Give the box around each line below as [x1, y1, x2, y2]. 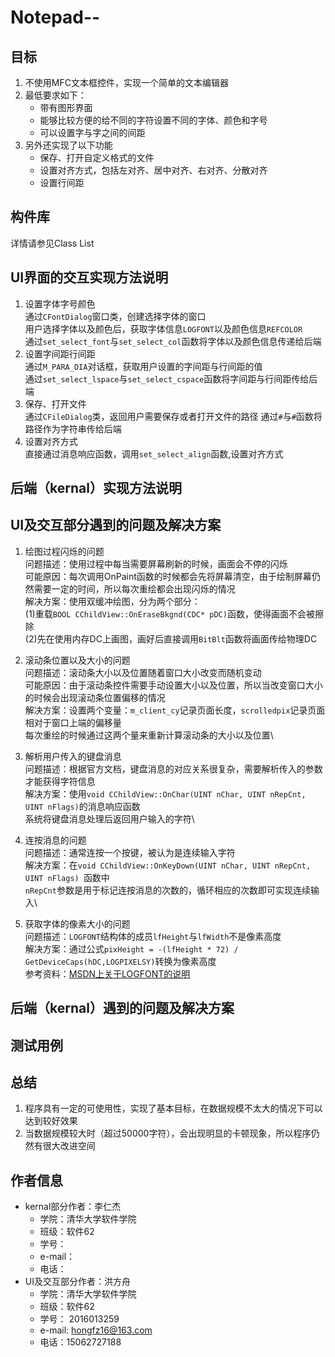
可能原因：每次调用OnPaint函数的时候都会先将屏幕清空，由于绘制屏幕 [24, 570, 312, 582]
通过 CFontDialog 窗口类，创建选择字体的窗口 [24, 310, 207, 322]
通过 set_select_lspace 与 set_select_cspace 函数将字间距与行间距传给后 [24, 372, 318, 385]
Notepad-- [10, 6, 101, 29]
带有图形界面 [39, 102, 93, 113]
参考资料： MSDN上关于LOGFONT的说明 [24, 967, 191, 980]
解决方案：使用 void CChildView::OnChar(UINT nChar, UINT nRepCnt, [24, 787, 307, 800]
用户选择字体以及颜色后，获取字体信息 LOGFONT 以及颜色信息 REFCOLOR [24, 322, 303, 335]
